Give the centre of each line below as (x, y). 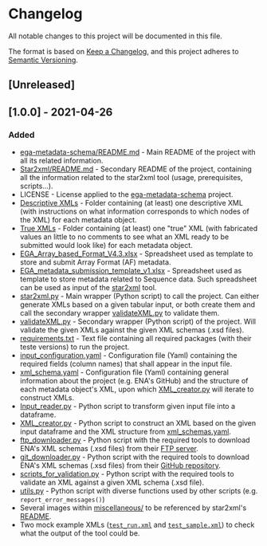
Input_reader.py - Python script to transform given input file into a (128, 407)
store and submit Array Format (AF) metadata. (95, 262)
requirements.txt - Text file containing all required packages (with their (136, 339)
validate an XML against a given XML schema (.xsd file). (112, 482)
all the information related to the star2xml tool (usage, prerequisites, (131, 178)
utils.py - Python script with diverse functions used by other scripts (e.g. (139, 491)
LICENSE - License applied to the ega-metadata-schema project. (126, 194)
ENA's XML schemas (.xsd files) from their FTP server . (109, 449)
